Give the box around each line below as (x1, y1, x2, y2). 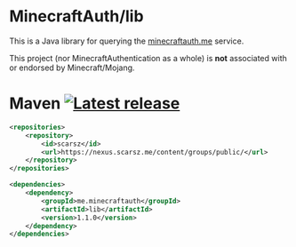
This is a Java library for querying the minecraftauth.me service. (9, 36, 244, 46)
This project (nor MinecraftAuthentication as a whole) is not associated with (9, 52, 287, 63)
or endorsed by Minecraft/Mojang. (9, 62, 135, 73)
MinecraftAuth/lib (9, 6, 144, 27)
